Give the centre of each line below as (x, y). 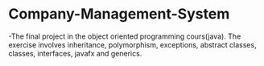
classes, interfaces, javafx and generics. (75, 53)
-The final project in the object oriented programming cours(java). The (125, 36)
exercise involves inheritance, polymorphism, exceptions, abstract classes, (132, 44)
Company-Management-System (119, 14)
